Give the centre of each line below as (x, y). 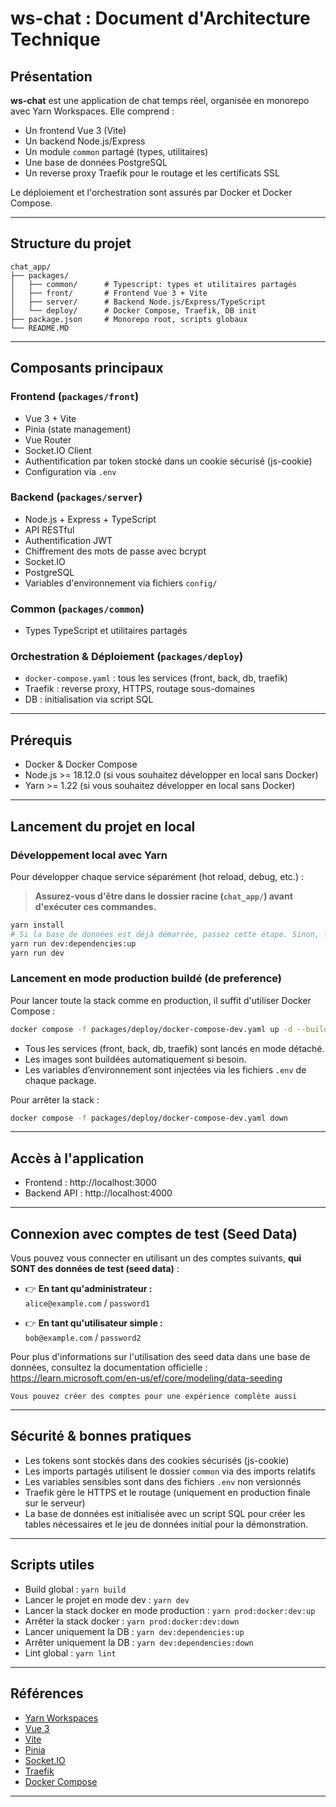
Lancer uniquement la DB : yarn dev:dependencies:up (134, 1631)
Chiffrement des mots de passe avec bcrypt (115, 551)
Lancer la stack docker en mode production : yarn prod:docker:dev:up (170, 1610)
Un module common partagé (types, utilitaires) (116, 151)
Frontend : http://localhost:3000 (90, 1183)
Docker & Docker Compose (81, 764)
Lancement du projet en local (103, 826)
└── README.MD (40, 328)
